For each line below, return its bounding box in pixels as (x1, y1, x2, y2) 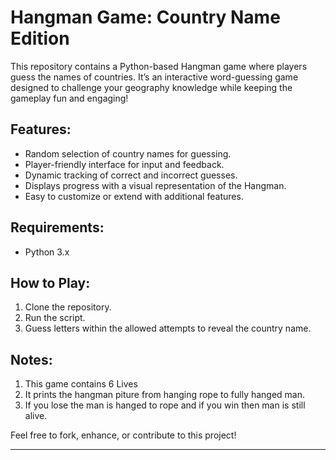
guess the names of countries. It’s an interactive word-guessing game (10, 71, 299, 83)
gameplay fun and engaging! (10, 92, 129, 104)
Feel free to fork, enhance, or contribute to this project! (10, 429, 237, 441)
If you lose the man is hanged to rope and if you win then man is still (24, 399, 306, 411)
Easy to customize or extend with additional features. (24, 190, 244, 202)
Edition (10, 27, 70, 50)
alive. (24, 410, 48, 422)
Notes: (10, 351, 53, 368)
